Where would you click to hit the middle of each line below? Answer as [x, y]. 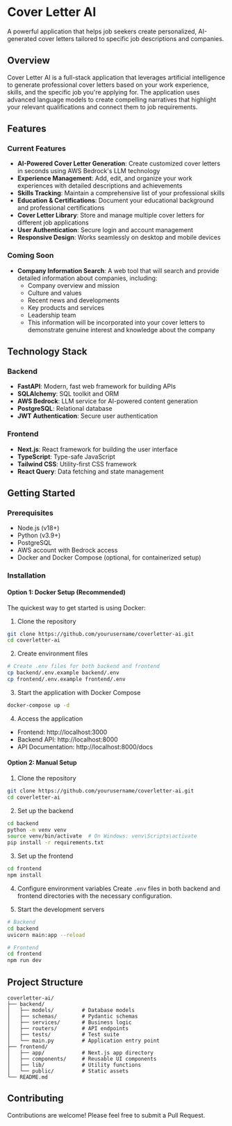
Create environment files [52, 653]
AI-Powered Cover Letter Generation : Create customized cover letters [119, 163]
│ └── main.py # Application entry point [83, 1041]
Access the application [50, 718]
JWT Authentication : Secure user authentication [88, 416]
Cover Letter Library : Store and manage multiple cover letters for [111, 215]
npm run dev [24, 961]
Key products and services [66, 307]
